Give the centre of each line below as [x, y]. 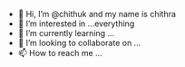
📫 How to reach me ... [60, 53]
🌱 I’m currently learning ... [66, 33]
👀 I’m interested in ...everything [76, 24]
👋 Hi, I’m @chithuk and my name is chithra [97, 14]
